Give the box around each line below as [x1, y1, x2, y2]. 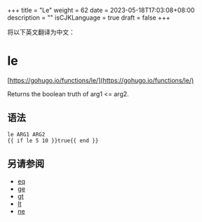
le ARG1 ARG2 [7, 131, 46, 138]
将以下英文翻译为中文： [7, 28, 75, 36]
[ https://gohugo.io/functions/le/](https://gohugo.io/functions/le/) [7, 76, 194, 84]
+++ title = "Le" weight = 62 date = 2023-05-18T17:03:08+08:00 [7, 6, 195, 14]
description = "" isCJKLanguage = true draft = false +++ [7, 13, 170, 22]
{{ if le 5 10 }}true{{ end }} [7, 137, 99, 144]
